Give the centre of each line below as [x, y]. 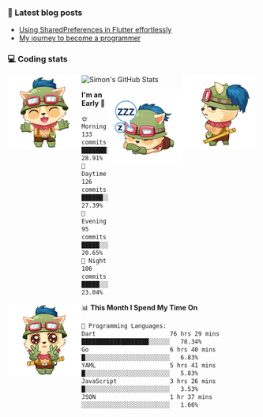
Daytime [94, 174]
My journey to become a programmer [80, 38]
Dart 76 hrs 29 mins [151, 334]
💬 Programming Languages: [124, 326]
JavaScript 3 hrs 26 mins [149, 381]
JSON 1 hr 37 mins [147, 397]
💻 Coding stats [38, 59]
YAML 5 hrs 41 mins [149, 365]
